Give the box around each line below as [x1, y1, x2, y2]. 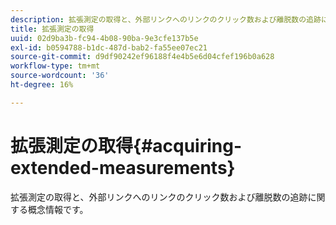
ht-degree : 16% [10, 80, 74, 90]
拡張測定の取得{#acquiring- [10, 134, 243, 157]
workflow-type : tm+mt [10, 61, 101, 71]
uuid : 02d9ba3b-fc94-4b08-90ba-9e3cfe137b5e [10, 33, 199, 43]
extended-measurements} [10, 156, 236, 179]
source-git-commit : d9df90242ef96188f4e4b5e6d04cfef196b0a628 [10, 52, 275, 62]
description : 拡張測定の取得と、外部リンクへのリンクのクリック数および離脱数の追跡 [10, 14, 322, 25]
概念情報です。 [27, 203, 89, 215]
